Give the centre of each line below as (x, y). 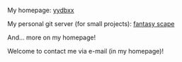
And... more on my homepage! (52, 37)
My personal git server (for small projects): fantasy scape (91, 24)
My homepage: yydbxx (41, 10)
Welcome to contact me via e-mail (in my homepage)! (86, 51)
